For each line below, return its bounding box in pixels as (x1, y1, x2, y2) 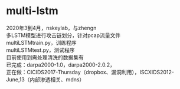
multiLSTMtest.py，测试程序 (6, 46, 75, 54)
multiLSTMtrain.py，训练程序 (6, 39, 77, 46)
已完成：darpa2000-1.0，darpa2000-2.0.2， (6, 61, 115, 68)
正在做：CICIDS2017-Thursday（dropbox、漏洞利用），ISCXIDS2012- (6, 68, 175, 75)
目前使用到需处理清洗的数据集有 (6, 54, 84, 61)
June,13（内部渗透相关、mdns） (6, 75, 85, 83)
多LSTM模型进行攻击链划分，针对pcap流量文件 (6, 31, 121, 39)
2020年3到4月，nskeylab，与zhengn (6, 24, 97, 31)
